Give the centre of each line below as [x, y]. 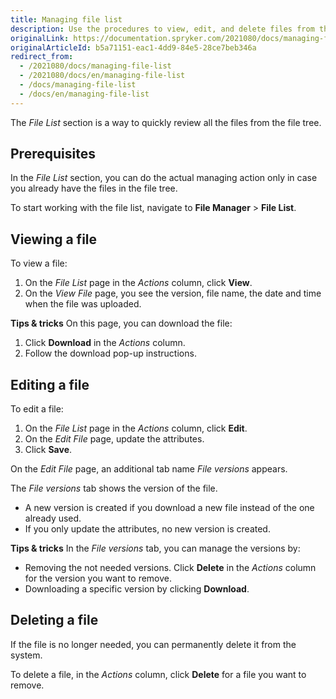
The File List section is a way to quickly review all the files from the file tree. [166, 122]
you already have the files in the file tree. [94, 188]
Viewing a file [54, 239]
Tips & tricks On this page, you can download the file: [121, 323]
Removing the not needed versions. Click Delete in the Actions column [170, 568]
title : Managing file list [66, 19]
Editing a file [50, 384]
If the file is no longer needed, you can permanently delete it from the [153, 644]
